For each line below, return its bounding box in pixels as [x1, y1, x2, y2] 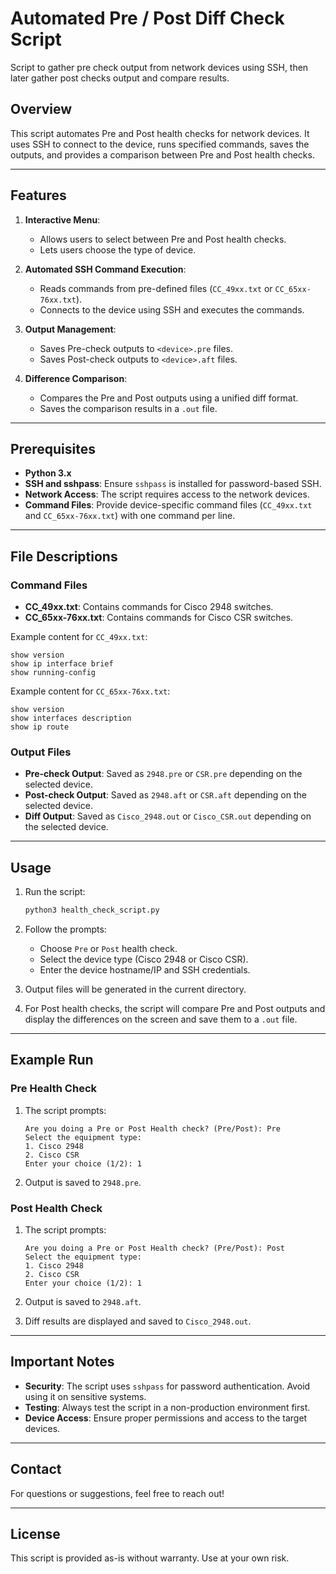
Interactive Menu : [24, 213, 101, 226]
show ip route [10, 722, 70, 732]
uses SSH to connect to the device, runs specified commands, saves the [10, 138, 310, 150]
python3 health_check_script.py [24, 905, 160, 916]
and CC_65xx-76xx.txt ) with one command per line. [24, 510, 236, 522]
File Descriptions [10, 548, 118, 565]
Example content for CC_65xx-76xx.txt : [10, 685, 171, 697]
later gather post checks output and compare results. [10, 72, 230, 84]
